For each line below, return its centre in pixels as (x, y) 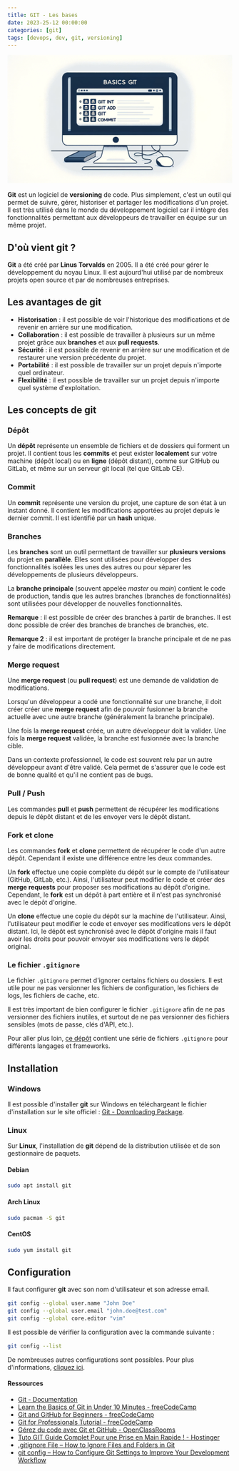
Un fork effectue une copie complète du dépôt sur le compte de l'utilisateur (118, 872)
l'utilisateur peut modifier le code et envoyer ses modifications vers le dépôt (119, 923)
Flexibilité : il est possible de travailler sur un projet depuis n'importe (118, 380)
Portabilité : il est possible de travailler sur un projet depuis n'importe (120, 365)
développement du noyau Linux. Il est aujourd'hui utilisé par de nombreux (115, 272)
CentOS (19, 1234)
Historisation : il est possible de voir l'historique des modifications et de (124, 319)
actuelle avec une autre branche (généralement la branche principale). (111, 717)
